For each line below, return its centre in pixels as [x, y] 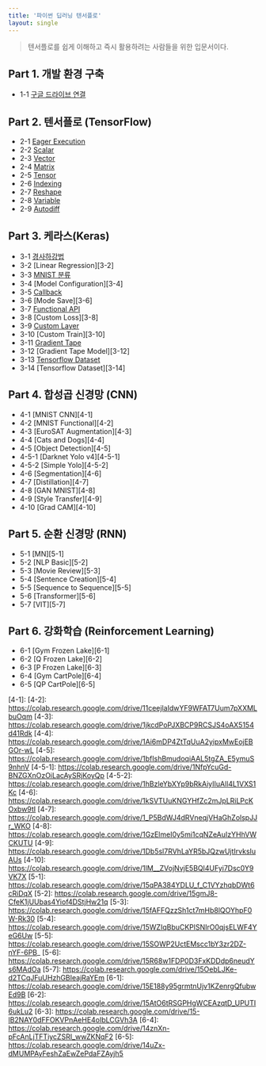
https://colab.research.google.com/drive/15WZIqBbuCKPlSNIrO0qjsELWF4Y [133, 927]
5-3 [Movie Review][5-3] [60, 570]
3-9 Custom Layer [49, 325]
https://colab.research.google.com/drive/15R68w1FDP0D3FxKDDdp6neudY [131, 961]
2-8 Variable [40, 201]
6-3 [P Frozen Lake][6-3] [61, 668]
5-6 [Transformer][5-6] [58, 596]
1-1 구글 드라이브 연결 [53, 94]
